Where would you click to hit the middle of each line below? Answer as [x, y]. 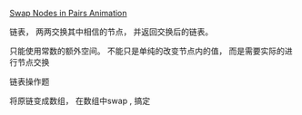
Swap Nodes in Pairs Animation [68, 13]
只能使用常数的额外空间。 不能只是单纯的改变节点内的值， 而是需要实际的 [147, 51]
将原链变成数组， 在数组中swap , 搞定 [80, 101]
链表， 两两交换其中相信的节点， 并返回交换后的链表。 [111, 32]
